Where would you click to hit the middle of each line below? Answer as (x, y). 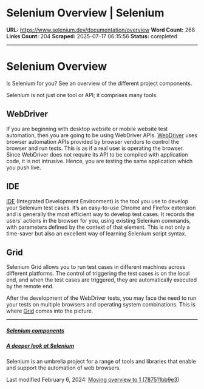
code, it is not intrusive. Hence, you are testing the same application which (100, 161)
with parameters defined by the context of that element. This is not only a (98, 227)
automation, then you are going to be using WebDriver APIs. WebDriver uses (102, 135)
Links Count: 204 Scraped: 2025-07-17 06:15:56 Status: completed (92, 36)
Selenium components (36, 330)
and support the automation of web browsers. (64, 368)
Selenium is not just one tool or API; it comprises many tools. (82, 95)
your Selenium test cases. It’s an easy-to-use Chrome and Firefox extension (101, 208)
